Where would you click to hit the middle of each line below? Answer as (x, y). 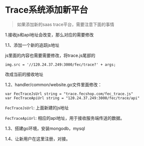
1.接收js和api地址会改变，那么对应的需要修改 (49, 35)
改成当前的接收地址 (24, 74)
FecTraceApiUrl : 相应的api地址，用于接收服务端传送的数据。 (65, 118)
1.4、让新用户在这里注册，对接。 (38, 139)
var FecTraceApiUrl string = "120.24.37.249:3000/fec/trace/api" (72, 98)
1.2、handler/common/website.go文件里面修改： (54, 84)
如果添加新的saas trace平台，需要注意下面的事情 (66, 24)
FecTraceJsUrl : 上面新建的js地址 (37, 108)
